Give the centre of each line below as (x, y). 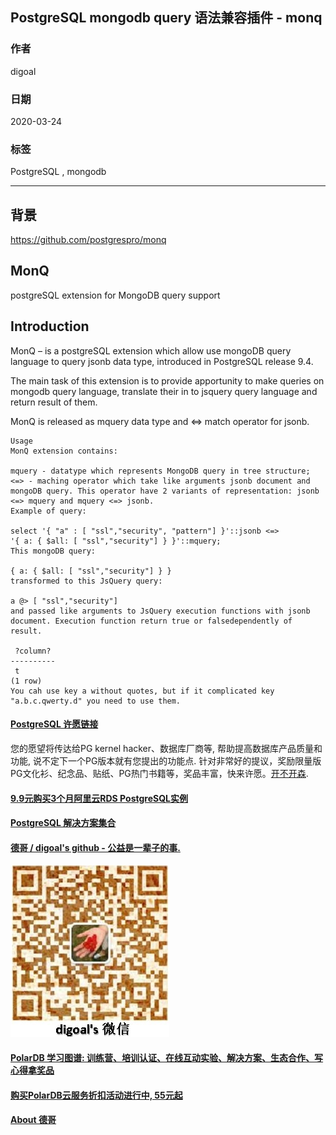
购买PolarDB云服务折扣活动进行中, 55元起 (96, 1095)
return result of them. (54, 402)
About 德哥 (33, 1120)
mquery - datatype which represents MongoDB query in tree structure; (160, 471)
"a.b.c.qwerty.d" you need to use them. (96, 701)
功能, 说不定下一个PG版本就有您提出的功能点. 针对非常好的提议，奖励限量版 (166, 760)
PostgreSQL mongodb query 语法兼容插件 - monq (166, 18)
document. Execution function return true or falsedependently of (151, 621)
